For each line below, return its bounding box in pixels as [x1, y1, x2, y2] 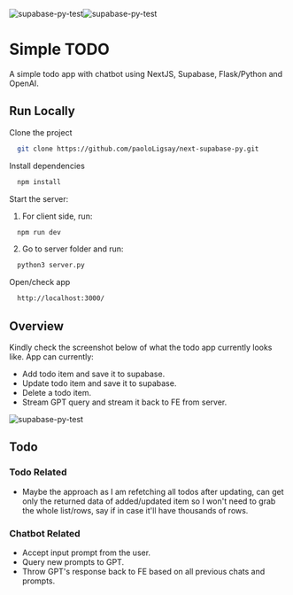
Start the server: [9, 193, 69, 204]
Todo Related [9, 466, 68, 478]
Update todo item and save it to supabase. [21, 377, 177, 389]
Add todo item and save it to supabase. [21, 368, 166, 379]
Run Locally [9, 104, 75, 119]
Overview [9, 319, 65, 334]
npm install [17, 177, 62, 186]
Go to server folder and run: [21, 243, 124, 254]
